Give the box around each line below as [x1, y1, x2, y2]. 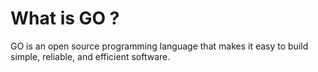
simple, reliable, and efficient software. [10, 50, 171, 62]
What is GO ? [10, 7, 120, 30]
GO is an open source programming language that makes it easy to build [10, 40, 309, 52]
